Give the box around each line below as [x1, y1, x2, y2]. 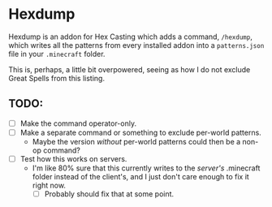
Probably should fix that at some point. [44, 188, 175, 199]
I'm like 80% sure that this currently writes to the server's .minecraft [32, 163, 261, 173]
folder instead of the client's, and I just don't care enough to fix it [32, 171, 249, 181]
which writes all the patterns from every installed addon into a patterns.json [8, 40, 265, 50]
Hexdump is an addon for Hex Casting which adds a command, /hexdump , [8, 32, 253, 41]
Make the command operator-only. [19, 119, 136, 128]
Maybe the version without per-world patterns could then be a [32, 136, 241, 146]
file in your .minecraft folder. [8, 49, 106, 58]
